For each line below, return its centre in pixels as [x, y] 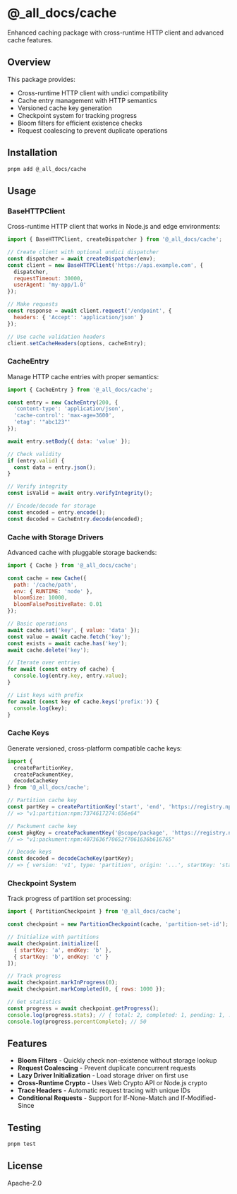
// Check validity [34, 454]
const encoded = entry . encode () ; [56, 512]
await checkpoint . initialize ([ [53, 943]
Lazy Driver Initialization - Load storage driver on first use [103, 1075]
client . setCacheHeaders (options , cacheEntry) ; [77, 343]
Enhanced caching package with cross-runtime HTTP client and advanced [116, 32]
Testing [24, 1128]
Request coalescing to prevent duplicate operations [92, 130]
